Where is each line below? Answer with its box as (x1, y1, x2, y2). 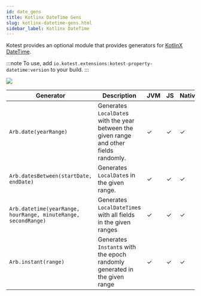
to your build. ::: (50, 66, 90, 74)
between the (98, 124, 133, 132)
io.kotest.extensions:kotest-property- (53, 61, 153, 67)
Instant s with (98, 243, 136, 251)
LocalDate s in (98, 171, 136, 179)
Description (102, 91, 136, 100)
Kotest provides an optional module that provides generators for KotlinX (6, 42, 183, 49)
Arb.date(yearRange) (9, 129, 68, 135)
